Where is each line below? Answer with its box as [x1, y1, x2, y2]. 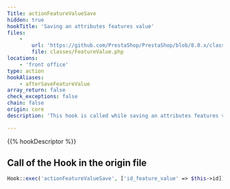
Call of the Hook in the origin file [7, 157, 147, 169]
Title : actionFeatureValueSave [7, 10, 97, 17]
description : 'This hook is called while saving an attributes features [7, 112, 219, 119]
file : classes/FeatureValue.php [31, 49, 125, 56]
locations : [7, 55, 38, 62]
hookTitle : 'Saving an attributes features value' [7, 23, 155, 30]
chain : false [7, 100, 44, 107]
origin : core [7, 106, 44, 113]
